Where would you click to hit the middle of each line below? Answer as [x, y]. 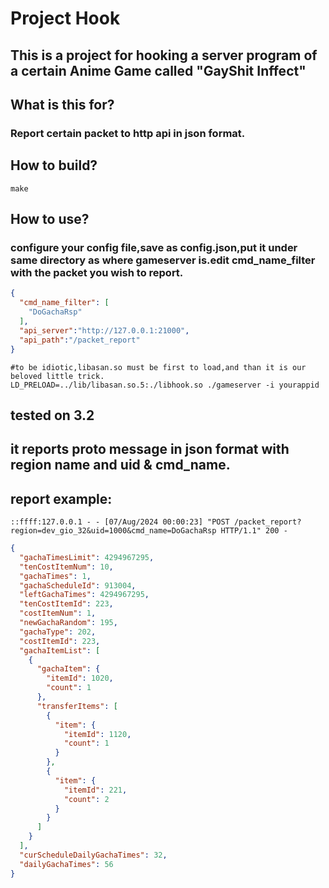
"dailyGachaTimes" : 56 [66, 864]
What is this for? [62, 104]
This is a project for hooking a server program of [164, 55]
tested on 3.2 [52, 415]
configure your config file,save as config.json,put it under [154, 248]
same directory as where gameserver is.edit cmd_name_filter [163, 260]
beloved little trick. [57, 376]
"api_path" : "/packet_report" [80, 340]
